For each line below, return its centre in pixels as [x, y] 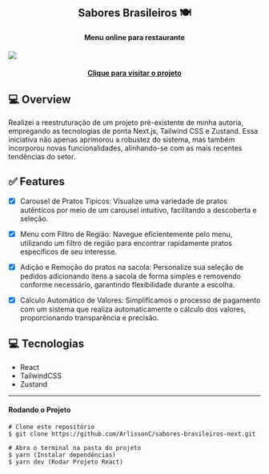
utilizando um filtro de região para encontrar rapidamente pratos [126, 243]
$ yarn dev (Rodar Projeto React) [66, 462]
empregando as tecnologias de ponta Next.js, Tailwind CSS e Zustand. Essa [133, 131]
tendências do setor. [42, 157]
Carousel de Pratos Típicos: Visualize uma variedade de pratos [124, 201]
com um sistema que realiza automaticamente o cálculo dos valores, [133, 309]
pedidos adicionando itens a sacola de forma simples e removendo [130, 276]
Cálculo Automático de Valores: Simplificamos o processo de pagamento [140, 300]
